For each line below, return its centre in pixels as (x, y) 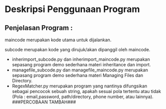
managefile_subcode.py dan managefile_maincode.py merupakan (80, 70)
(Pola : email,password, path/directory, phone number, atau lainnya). (83, 97)
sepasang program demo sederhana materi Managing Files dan (77, 75)
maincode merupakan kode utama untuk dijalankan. (58, 40)
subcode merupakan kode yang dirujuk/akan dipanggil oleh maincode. (77, 49)
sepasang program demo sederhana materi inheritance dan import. (81, 65)
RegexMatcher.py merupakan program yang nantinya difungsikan (79, 86)
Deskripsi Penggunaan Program (72, 9)
